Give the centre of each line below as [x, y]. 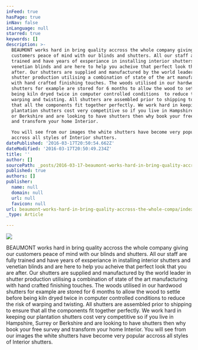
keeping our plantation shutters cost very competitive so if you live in [90, 317]
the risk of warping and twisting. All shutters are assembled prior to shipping [99, 304]
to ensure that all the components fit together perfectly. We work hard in [94, 310]
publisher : [19, 182]
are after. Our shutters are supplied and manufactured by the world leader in [99, 273]
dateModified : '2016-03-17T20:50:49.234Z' [59, 148]
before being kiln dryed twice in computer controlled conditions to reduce [96, 298]
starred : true [24, 34]
